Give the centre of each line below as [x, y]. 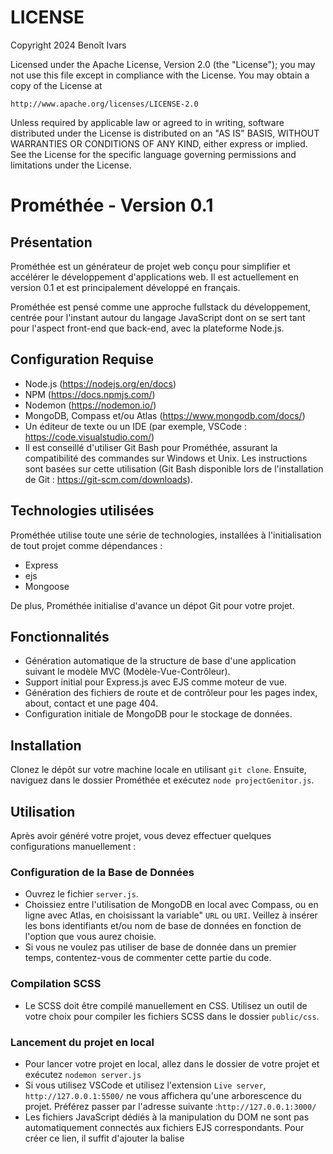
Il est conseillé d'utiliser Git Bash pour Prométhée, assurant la [151, 447]
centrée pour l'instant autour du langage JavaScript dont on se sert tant [158, 317]
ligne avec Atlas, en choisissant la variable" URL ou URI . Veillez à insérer [171, 915]
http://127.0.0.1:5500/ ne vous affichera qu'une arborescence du [163, 1095]
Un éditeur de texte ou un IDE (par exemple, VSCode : [135, 426]
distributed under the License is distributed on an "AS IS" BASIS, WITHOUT [165, 133]
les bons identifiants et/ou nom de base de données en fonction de [163, 926]
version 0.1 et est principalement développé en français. [125, 287]
